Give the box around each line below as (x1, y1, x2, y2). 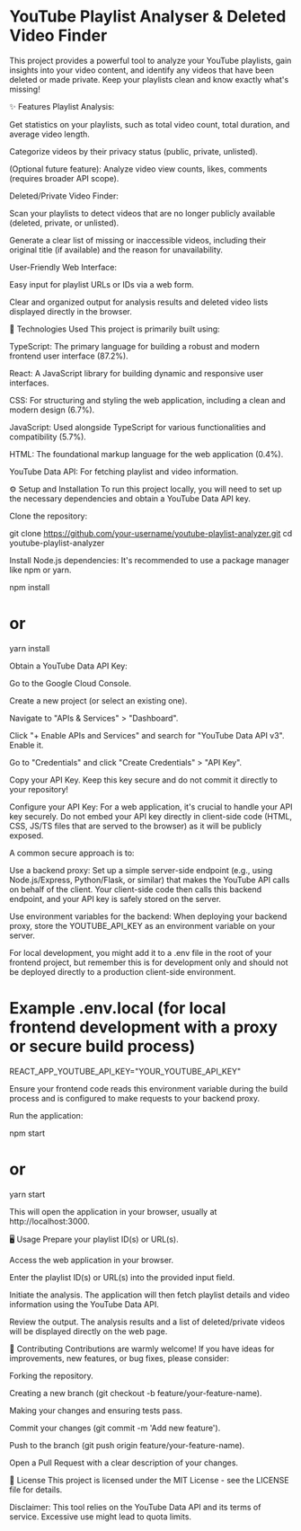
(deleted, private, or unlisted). (9, 217, 120, 228)
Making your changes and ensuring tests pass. (9, 1404, 182, 1416)
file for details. (9, 1484, 63, 1495)
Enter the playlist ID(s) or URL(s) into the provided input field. (9, 1271, 235, 1282)
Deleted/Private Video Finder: (9, 190, 120, 201)
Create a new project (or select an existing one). (9, 695, 188, 706)
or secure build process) (9, 1036, 196, 1057)
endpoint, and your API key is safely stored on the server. (9, 893, 222, 904)
